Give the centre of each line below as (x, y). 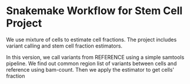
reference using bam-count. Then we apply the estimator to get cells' (90, 69)
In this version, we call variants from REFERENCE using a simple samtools (95, 57)
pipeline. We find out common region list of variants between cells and (91, 63)
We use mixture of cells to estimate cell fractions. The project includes (91, 39)
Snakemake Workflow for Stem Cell (94, 11)
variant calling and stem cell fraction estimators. (64, 46)
